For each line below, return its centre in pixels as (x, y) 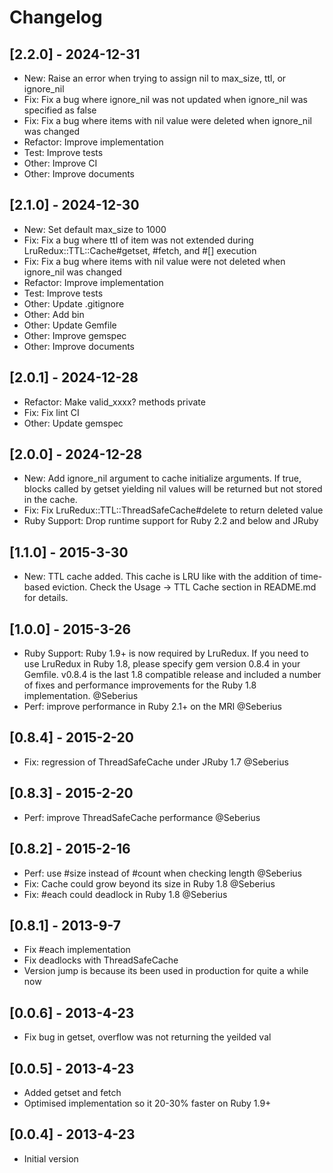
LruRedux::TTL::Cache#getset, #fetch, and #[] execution (140, 250)
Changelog (56, 17)
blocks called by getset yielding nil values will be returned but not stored (173, 489)
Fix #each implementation (77, 950)
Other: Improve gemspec (75, 335)
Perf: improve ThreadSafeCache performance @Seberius (142, 817)
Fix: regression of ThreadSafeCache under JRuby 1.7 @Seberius (156, 762)
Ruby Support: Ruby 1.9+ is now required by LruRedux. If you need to (166, 653)
